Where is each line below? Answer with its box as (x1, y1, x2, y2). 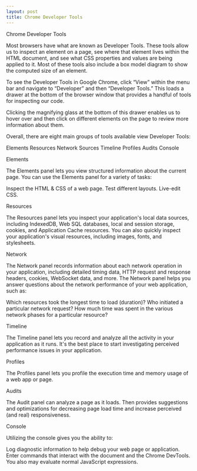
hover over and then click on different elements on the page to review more (6, 115, 189, 122)
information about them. (6, 121, 65, 128)
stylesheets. (6, 239, 36, 246)
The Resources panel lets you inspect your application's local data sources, (6, 214, 189, 221)
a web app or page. (6, 376, 54, 383)
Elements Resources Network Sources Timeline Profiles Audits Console (6, 144, 179, 151)
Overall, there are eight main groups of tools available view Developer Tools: (6, 132, 191, 139)
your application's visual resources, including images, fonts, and (6, 233, 162, 240)
